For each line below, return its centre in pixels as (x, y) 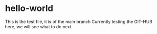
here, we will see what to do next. (39, 26)
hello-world (29, 8)
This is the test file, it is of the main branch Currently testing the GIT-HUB (79, 22)
